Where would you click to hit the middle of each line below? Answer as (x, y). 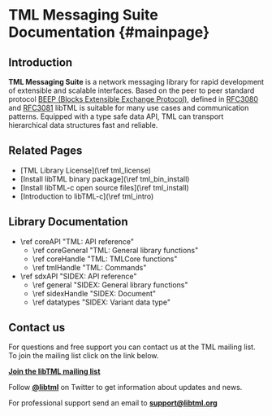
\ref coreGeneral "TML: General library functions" (115, 250)
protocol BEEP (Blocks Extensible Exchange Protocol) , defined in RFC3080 (133, 99)
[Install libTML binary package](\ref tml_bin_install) (105, 179)
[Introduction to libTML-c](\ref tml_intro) (87, 196)
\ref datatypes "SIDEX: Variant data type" (101, 302)
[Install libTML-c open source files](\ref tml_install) (104, 187)
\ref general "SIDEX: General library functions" (110, 285)
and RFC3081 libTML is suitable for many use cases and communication (129, 108)
